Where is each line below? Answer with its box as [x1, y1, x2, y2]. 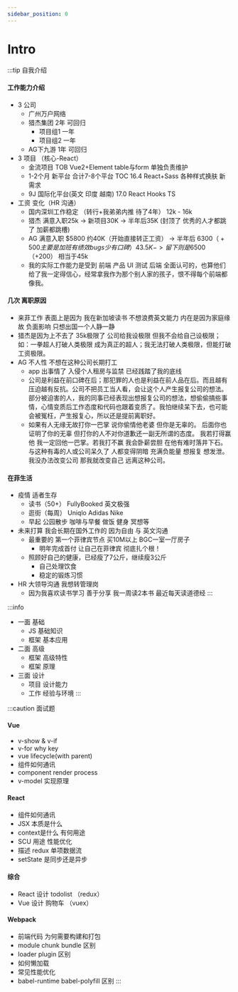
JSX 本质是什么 [17, 819, 63, 827]
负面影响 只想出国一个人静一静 [26, 322, 115, 331]
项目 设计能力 [28, 680, 68, 688]
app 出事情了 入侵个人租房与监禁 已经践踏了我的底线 [28, 366, 183, 375]
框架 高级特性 [28, 653, 68, 662]
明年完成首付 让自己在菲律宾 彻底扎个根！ [38, 544, 161, 553]
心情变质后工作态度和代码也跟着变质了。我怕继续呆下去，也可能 [40, 402, 228, 410]
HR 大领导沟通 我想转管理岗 [17, 580, 99, 589]
